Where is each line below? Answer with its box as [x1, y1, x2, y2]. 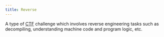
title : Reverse [5, 7, 37, 12]
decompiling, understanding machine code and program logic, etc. [5, 26, 142, 32]
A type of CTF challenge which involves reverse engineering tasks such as [5, 21, 159, 27]
